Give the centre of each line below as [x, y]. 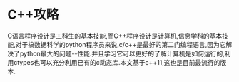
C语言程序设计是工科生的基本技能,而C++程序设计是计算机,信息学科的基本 [115, 36]
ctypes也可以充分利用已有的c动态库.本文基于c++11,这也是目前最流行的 [117, 62]
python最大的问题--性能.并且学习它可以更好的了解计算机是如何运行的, [122, 53]
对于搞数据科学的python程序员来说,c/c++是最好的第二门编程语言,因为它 [121, 44]
